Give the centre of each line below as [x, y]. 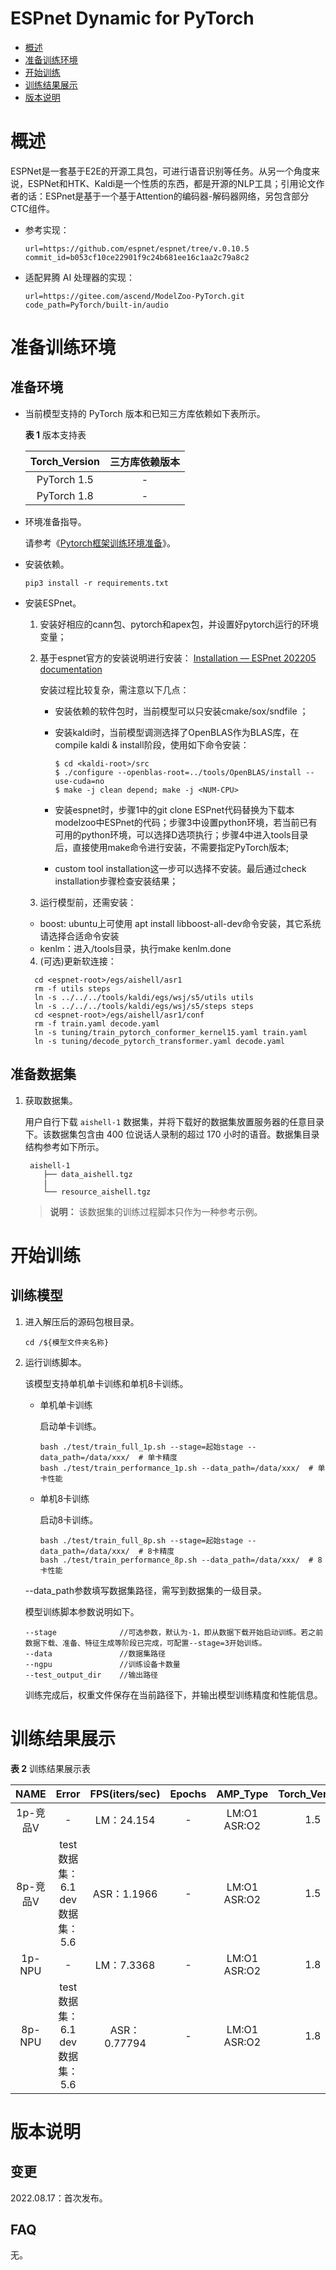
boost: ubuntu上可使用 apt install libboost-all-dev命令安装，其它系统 [180, 923]
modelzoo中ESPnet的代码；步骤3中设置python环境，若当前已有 [186, 822]
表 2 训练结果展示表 [51, 1768]
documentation [71, 669]
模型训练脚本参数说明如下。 [82, 1611]
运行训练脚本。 [55, 1362]
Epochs [188, 1794]
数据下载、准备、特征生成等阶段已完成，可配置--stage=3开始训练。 [145, 1643]
